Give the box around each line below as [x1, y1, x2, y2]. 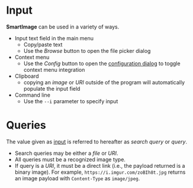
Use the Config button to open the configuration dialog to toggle [23, 60, 181, 67]
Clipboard [14, 72, 39, 79]
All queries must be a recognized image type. [14, 155, 126, 163]
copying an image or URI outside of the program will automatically [23, 78, 185, 86]
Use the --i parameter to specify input [23, 97, 118, 104]
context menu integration [23, 66, 85, 73]
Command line [14, 91, 50, 98]
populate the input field [23, 85, 81, 92]
